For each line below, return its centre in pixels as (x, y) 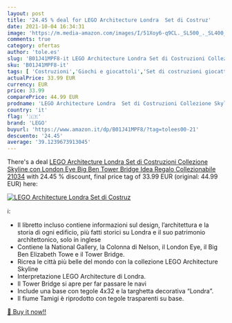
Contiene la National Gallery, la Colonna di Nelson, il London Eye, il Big (117, 247)
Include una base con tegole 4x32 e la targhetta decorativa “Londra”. (115, 291)
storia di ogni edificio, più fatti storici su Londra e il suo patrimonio (111, 232)
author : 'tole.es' (33, 53)
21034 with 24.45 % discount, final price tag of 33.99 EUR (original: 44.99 (113, 176)
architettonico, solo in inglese (59, 240)
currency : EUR (28, 84)
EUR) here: (22, 184)
